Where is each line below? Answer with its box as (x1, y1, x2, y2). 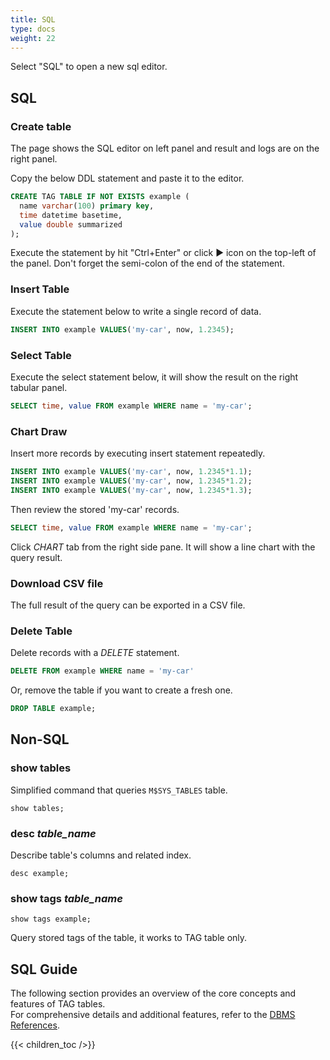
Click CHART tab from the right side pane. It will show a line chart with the (10, 541, 316, 553)
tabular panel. (10, 381, 68, 393)
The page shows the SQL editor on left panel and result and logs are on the (10, 142, 320, 155)
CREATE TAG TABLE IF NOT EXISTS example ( (10, 192, 190, 202)
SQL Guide (10, 961, 78, 978)
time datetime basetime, (19, 210, 123, 220)
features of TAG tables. (10, 998, 106, 1010)
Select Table (10, 348, 72, 362)
